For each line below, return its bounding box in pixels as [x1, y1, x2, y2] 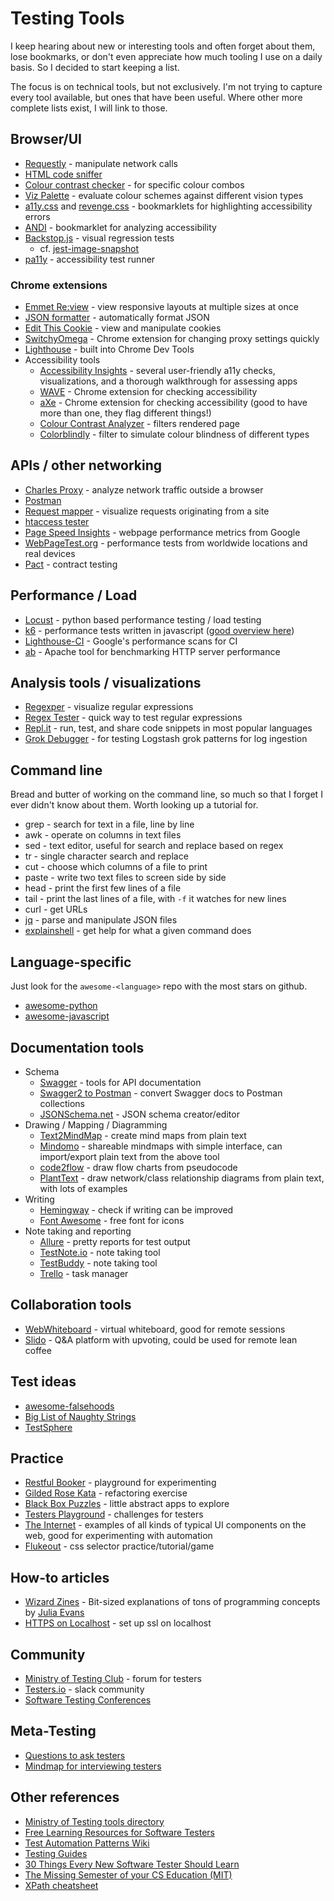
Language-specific [10, 953, 132, 971]
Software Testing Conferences [24, 1693, 152, 1706]
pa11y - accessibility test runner [24, 253, 156, 265]
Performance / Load [10, 587, 138, 604]
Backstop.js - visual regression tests [24, 232, 175, 244]
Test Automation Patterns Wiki [24, 1837, 150, 1849]
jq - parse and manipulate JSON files [24, 914, 178, 926]
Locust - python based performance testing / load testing [24, 613, 262, 626]
